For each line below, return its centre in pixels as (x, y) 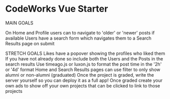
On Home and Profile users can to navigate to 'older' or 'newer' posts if (80, 32)
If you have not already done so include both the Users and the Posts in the (84, 58)
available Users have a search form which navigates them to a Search (78, 38)
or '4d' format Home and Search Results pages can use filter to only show (83, 70)
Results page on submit (30, 43)
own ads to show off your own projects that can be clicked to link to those (83, 86)
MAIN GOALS (19, 23)
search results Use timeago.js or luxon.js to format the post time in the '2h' (83, 64)
